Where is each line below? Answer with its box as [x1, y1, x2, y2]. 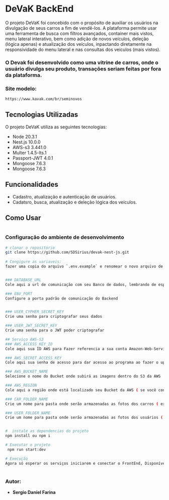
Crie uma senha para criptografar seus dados [5, 314, 102, 319]
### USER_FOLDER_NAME [5, 410, 51, 415]
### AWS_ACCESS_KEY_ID [5, 341, 53, 346]
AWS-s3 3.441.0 [12, 144, 47, 150]
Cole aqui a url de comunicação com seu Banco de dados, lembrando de [5, 282, 156, 287]
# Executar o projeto [5, 443, 51, 448]
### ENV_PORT [5, 291, 33, 296]
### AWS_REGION [5, 383, 37, 388]
